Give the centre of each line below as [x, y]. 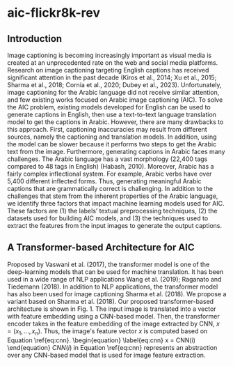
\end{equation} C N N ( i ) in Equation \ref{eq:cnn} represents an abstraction [112, 347]
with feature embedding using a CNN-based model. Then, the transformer [114, 316]
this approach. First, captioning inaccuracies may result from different [107, 129]
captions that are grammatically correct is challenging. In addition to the [110, 189]
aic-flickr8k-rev [54, 13]
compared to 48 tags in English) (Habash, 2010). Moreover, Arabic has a [111, 166]
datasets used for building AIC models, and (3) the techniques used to [108, 218]
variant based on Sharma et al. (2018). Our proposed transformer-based [111, 301]
